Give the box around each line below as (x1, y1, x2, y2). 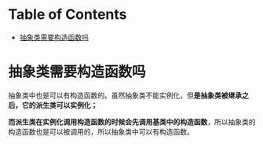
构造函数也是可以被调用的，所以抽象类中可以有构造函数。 (8, 127, 194, 136)
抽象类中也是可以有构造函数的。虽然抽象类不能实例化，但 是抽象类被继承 (8, 90, 242, 100)
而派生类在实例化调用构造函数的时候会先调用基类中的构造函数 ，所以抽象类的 (8, 116, 256, 127)
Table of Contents (8, 6, 127, 24)
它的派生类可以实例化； (21, 100, 98, 109)
